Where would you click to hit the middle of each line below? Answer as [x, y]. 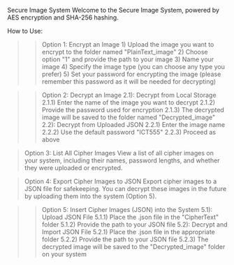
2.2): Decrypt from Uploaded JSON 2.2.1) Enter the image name [133, 124]
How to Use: [25, 31]
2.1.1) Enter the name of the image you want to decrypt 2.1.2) [128, 103]
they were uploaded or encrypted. [73, 168]
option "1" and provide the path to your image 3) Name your [128, 59]
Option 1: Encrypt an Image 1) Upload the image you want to [128, 44]
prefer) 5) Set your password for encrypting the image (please [131, 74]
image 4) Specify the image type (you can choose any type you [133, 67]
